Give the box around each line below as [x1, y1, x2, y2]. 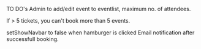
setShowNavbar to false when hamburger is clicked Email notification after [6, 29, 195, 36]
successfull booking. [6, 36, 59, 42]
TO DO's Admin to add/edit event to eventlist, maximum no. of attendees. [6, 6, 191, 12]
